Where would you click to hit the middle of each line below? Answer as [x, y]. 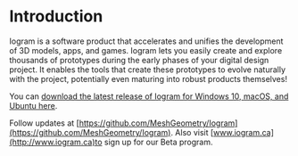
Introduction [56, 16]
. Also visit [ [192, 132]
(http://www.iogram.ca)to [56, 142]
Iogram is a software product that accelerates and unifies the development [146, 41]
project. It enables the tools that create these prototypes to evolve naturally [148, 70]
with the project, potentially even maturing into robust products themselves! [149, 78]
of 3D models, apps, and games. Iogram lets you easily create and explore [146, 50]
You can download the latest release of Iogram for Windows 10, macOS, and [149, 96]
